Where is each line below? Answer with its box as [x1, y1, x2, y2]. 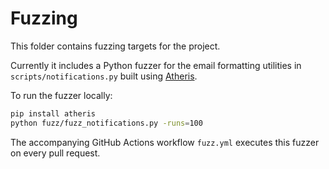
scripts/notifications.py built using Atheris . [10, 70, 198, 82]
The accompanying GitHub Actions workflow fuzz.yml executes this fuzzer [10, 136, 320, 148]
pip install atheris [10, 108, 97, 119]
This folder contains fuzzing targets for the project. [10, 40, 221, 52]
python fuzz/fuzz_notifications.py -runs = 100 [10, 118, 203, 128]
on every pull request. [10, 147, 101, 159]
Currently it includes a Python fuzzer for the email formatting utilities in [10, 59, 302, 71]
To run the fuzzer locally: [10, 89, 113, 101]
